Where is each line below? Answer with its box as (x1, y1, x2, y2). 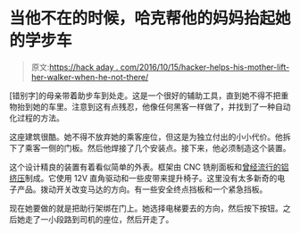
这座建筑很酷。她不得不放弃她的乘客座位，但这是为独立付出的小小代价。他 (9, 131, 283, 142)
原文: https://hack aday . (30, 62, 119, 72)
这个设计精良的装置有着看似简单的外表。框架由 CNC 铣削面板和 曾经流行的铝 (9, 162, 289, 172)
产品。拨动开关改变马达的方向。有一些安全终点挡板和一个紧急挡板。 (16, 184, 268, 195)
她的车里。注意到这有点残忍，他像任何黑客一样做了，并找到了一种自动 (32, 101, 291, 112)
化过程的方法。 (9, 112, 64, 123)
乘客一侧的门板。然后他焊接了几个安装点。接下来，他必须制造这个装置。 (24, 142, 291, 153)
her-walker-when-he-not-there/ (30, 71, 149, 82)
